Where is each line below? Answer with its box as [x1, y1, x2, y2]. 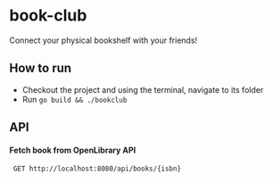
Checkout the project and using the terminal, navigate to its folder [21, 84, 264, 95]
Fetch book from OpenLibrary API [9, 145, 136, 155]
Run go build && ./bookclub [21, 94, 128, 104]
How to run [9, 61, 72, 76]
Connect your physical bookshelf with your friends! [9, 35, 198, 45]
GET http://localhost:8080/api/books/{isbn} [12, 164, 181, 174]
